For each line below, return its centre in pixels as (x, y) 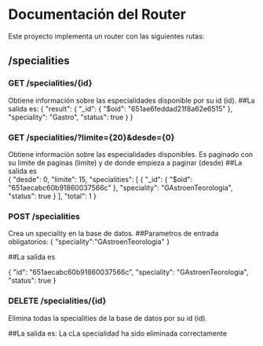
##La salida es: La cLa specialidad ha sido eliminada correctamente (118, 333)
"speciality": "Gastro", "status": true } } (71, 117)
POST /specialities (44, 216)
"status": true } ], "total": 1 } (52, 196)
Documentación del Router (97, 15)
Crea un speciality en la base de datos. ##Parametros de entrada (113, 234)
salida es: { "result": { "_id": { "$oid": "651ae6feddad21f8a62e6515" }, (121, 108)
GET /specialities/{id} (50, 83)
